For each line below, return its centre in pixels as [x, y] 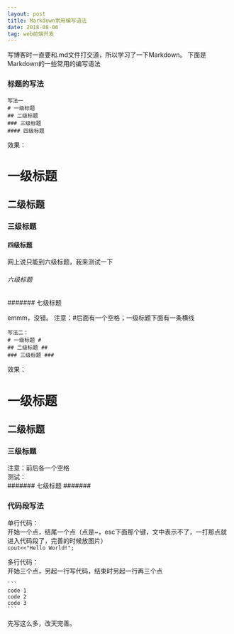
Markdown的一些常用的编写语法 [54, 64]
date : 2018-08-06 [33, 27]
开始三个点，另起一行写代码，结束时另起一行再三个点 [85, 571]
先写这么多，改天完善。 [41, 623]
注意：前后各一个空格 [38, 468]
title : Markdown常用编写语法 [47, 21]
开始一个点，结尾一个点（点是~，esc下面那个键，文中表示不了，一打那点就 [117, 532]
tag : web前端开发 [31, 34]
